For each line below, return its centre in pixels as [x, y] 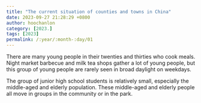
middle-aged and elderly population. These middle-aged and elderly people [101, 87]
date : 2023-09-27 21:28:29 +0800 [48, 17]
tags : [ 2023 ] [23, 34]
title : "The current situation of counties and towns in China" [89, 12]
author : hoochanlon [31, 23]
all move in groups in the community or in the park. [69, 94]
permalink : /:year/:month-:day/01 [50, 40]
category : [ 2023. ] [29, 28]
